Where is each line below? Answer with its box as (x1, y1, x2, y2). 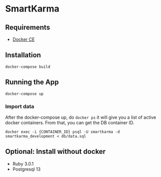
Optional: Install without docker (5, 147, 106, 156)
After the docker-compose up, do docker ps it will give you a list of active (5, 114, 156, 120)
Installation (5, 51, 41, 59)
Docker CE (12, 36, 35, 42)
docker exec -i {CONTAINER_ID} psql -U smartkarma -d (5, 129, 120, 134)
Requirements (5, 23, 50, 32)
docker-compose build (5, 64, 51, 69)
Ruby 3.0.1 (12, 160, 34, 166)
